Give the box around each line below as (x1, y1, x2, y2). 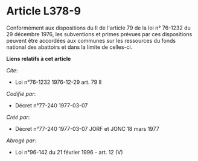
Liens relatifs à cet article (6, 55, 71, 62)
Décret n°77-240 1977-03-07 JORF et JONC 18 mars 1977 (14, 125, 159, 132)
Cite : (6, 66, 18, 74)
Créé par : (6, 113, 30, 121)
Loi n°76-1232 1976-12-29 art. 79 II (14, 78, 102, 86)
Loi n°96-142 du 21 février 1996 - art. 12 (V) (14, 148, 123, 156)
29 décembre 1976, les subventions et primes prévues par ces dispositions (6, 30, 193, 37)
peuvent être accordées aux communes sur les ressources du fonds (6, 37, 176, 44)
